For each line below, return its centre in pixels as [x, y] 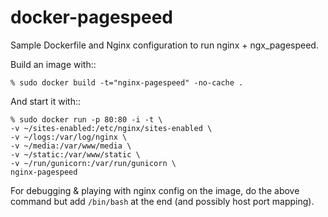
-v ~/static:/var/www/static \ [75, 154]
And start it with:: [46, 101]
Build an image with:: [53, 64]
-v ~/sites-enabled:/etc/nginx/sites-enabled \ [111, 128]
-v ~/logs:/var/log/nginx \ [69, 137]
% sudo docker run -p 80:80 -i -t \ [86, 119]
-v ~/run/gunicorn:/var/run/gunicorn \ [93, 163]
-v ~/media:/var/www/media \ [71, 146]
